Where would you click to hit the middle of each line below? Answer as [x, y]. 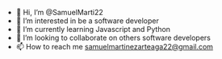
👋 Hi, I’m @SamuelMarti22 [59, 12]
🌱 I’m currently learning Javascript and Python [93, 29]
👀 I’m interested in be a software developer [88, 21]
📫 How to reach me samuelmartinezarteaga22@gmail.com [115, 47]
